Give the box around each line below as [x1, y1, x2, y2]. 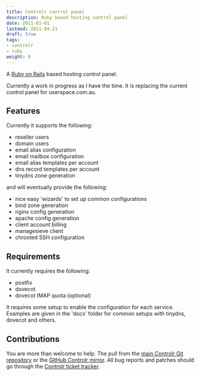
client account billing [14, 221, 67, 228]
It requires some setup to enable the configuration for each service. [6, 304, 174, 311]
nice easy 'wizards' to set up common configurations [14, 196, 148, 203]
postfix [14, 279, 33, 287]
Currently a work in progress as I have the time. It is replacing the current [6, 82, 188, 89]
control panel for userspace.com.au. [6, 88, 96, 95]
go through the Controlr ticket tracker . [6, 363, 101, 370]
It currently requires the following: [6, 267, 90, 275]
